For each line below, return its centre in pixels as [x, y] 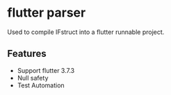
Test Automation [41, 85]
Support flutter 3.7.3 [46, 70]
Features [27, 54]
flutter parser [47, 13]
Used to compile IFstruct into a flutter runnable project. [86, 32]
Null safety [33, 78]
